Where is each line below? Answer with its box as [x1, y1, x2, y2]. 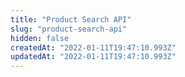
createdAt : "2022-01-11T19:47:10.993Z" [10, 42, 177, 53]
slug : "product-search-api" [10, 24, 128, 34]
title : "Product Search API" [10, 14, 132, 25]
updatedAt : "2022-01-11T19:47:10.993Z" [10, 52, 177, 62]
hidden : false [10, 33, 70, 43]
